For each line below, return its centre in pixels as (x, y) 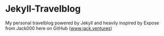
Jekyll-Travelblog (43, 9)
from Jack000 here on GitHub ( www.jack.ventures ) (59, 28)
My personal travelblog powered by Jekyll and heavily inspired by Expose (82, 23)
